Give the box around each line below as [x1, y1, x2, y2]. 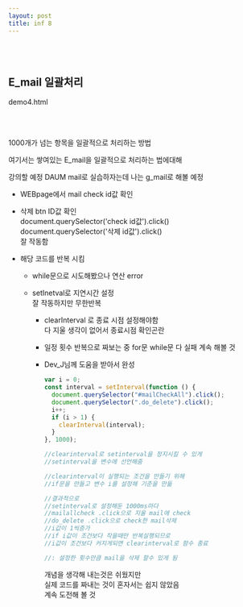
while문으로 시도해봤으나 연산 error [31, 271, 144, 281]
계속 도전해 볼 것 [43, 589, 97, 599]
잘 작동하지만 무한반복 [31, 298, 102, 308]
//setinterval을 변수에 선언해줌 [43, 458, 143, 466]
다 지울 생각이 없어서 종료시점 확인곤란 [43, 326, 165, 335]
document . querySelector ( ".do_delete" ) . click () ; [51, 398, 214, 406]
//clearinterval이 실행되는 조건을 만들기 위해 [43, 472, 185, 480]
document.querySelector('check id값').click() [19, 217, 170, 227]
